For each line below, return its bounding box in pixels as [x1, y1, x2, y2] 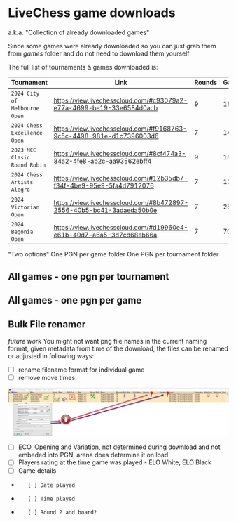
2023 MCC [11, 147, 37, 154]
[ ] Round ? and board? [27, 509, 97, 516]
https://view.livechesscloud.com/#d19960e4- [53, 223, 188, 232]
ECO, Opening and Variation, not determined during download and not [18, 443, 221, 451]
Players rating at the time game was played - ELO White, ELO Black [18, 458, 212, 466]
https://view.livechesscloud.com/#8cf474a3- [53, 149, 186, 157]
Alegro [11, 186, 30, 194]
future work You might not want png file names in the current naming [8, 337, 207, 346]
